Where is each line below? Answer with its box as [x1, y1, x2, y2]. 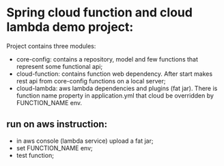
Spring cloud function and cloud [6, 5, 193, 20]
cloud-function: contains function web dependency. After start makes [16, 70, 213, 78]
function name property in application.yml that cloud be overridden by [16, 91, 214, 100]
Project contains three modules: [6, 42, 96, 50]
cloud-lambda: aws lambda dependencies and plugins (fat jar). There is [16, 84, 218, 92]
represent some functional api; [16, 62, 103, 70]
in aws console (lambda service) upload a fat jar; [16, 137, 154, 145]
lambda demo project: [6, 19, 134, 35]
